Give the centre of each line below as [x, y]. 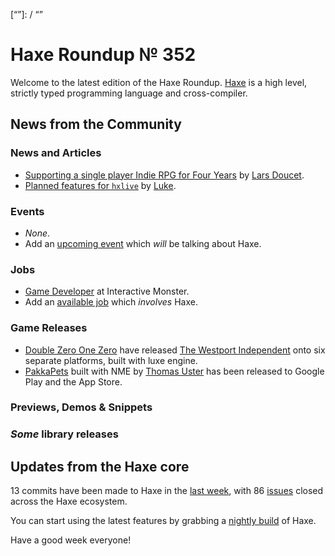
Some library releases [64, 434]
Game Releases [49, 328]
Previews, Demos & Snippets [81, 407]
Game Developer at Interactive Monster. [107, 291]
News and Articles [56, 153]
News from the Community [96, 124]
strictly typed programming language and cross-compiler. [129, 93]
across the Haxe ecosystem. [69, 501]
